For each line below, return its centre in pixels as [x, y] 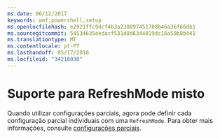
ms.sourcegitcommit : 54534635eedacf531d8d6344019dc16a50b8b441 [102, 33]
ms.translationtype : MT [42, 40]
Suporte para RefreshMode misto [106, 93]
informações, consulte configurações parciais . [74, 128]
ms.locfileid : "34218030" [45, 59]
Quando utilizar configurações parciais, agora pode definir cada [99, 113]
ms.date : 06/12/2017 [37, 14]
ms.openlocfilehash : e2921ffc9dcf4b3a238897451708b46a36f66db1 [102, 27]
